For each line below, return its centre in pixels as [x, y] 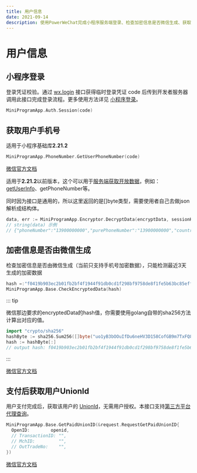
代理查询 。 [19, 414]
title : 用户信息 [24, 11]
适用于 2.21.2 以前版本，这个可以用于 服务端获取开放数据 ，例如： [83, 181]
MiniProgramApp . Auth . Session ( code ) [50, 110]
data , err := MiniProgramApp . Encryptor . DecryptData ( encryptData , [87, 219]
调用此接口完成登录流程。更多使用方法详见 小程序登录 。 [74, 99]
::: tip [12, 301]
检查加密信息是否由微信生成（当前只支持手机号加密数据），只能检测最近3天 [96, 266]
